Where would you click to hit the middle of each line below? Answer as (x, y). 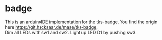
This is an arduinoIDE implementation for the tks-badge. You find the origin (81, 22)
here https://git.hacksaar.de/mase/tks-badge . (51, 27)
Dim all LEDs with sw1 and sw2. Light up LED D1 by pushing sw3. (71, 32)
